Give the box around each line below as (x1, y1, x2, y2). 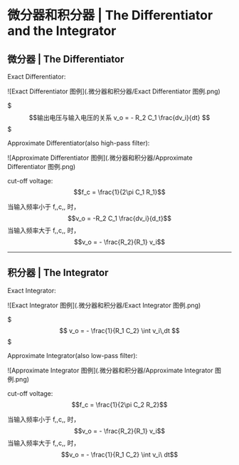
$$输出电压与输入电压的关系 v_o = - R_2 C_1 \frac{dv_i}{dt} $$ (28, 113, 211, 122)
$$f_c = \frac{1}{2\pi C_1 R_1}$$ (73, 188, 166, 196)
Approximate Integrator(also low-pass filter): (7, 351, 138, 359)
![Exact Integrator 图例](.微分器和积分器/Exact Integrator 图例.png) (7, 301, 201, 310)
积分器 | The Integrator (7, 267, 109, 279)
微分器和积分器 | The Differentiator (7, 7, 213, 24)
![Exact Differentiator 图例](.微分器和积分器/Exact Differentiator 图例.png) (7, 87, 221, 96)
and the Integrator (7, 23, 117, 39)
